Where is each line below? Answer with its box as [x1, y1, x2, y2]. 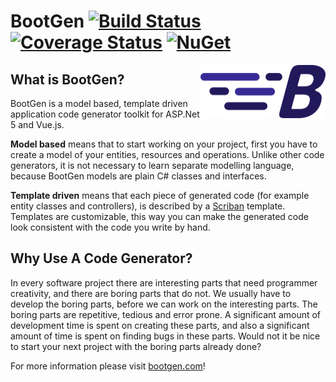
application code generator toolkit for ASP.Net [10, 108, 200, 120]
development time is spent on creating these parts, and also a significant [10, 319, 310, 331]
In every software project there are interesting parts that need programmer [10, 276, 318, 289]
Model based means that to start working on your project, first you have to [10, 138, 318, 150]
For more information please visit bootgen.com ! [10, 360, 206, 372]
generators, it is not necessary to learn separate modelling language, [10, 160, 295, 171]
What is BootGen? [10, 71, 125, 88]
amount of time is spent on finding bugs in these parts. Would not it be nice [10, 330, 321, 342]
